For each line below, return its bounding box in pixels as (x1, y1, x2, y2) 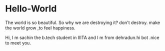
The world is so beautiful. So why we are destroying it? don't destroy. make (5, 19, 160, 25)
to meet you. (5, 39, 31, 45)
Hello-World (5, 3, 57, 14)
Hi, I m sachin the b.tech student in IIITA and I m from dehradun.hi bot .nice (5, 34, 159, 40)
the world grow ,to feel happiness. (5, 24, 76, 30)
